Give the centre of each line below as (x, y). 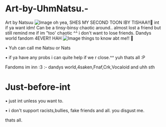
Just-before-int (38, 87)
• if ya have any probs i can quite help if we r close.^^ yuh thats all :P (75, 57)
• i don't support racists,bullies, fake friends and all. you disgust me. (75, 110)
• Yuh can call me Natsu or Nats (38, 48)
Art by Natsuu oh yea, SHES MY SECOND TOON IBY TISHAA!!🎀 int (82, 22)
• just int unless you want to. (34, 101)
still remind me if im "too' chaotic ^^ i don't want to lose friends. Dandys (78, 33)
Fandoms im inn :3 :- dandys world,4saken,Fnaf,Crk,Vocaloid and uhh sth (80, 67)
